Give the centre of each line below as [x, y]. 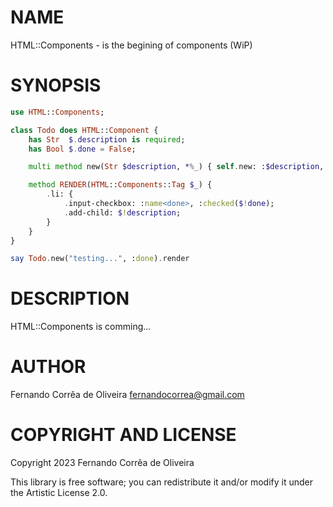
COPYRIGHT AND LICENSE [123, 435]
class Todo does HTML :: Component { [84, 130]
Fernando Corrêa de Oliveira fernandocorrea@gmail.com [127, 395]
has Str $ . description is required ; [107, 139]
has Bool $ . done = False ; [82, 149]
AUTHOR [48, 367]
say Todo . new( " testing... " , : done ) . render [100, 259]
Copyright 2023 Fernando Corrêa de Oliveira [102, 463]
